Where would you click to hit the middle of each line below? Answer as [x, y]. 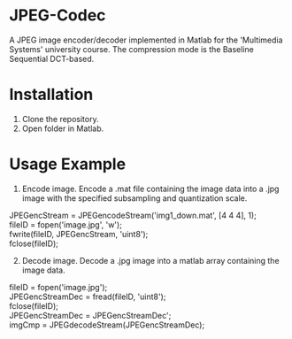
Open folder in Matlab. [63, 128]
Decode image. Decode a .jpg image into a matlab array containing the [151, 260]
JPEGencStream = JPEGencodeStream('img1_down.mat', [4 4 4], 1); [133, 215]
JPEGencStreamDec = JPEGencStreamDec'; [90, 315]
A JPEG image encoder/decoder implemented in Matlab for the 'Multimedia [146, 40]
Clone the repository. [60, 119]
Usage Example [68, 164]
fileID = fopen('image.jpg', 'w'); [65, 224]
